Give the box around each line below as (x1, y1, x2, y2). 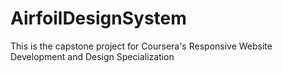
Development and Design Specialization (10, 50, 175, 62)
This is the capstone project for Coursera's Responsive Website (10, 40, 273, 52)
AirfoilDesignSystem (10, 7, 187, 30)
